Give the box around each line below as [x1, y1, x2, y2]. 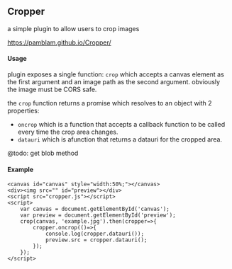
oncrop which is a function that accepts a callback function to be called [17, 120, 226, 129]
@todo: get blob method [7, 149, 79, 158]
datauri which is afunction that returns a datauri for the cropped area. [17, 135, 222, 144]
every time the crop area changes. [17, 127, 118, 137]
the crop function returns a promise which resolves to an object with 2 [7, 99, 212, 108]
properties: [7, 106, 40, 115]
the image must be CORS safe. [7, 85, 97, 94]
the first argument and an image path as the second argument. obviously [7, 78, 221, 86]
